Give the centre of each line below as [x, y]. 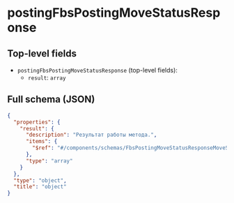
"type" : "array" [49, 161]
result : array [47, 77]
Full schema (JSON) [51, 99]
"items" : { [41, 142]
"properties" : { [37, 122]
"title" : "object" [40, 187]
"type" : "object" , [40, 180]
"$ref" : [43, 148]
